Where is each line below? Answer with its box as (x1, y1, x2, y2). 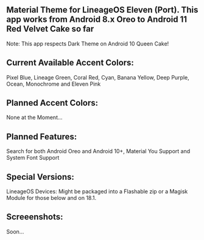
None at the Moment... (6, 114, 63, 121)
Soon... (6, 228, 24, 235)
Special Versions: (6, 171, 75, 182)
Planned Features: (6, 131, 77, 142)
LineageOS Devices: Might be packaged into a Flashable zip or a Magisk (6, 188, 188, 195)
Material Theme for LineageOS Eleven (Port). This (6, 5, 199, 15)
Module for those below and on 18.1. (6, 194, 96, 202)
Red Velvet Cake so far (6, 24, 94, 34)
